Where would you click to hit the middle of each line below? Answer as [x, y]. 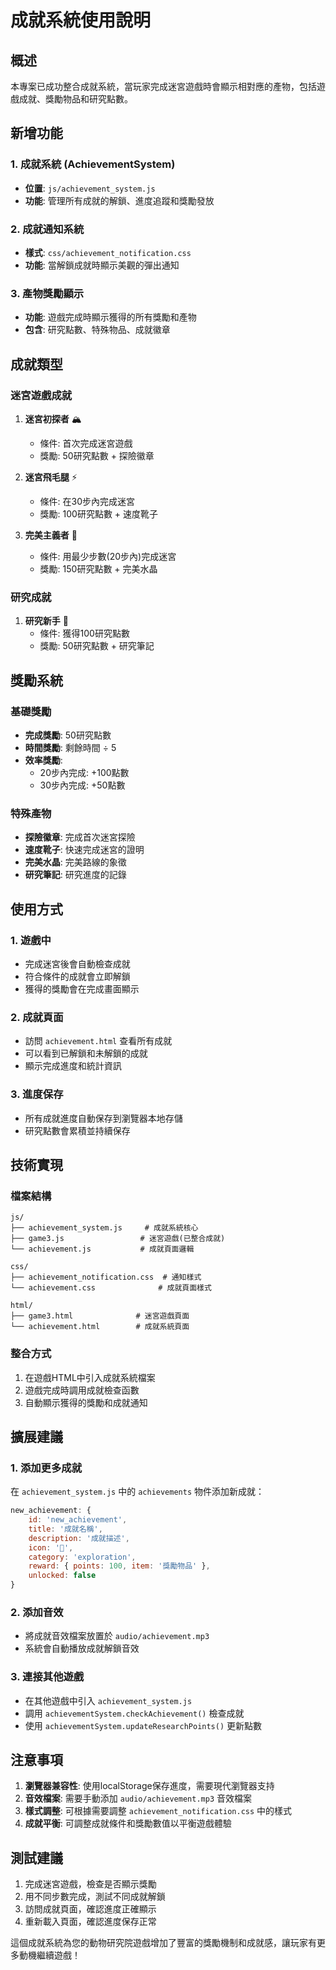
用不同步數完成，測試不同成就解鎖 [95, 1897]
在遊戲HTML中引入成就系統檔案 [90, 1377]
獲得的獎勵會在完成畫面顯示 [82, 988]
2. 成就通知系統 [47, 229]
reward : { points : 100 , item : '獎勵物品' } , [119, 1566]
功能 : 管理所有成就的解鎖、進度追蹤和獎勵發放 [119, 200]
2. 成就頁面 [37, 1017]
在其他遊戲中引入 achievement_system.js [108, 1700]
